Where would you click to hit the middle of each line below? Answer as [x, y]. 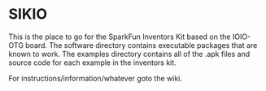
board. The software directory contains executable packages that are [142, 45]
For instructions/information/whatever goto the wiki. [96, 78]
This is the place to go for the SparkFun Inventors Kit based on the [120, 37]
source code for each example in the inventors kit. [92, 63]
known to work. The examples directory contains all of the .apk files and [129, 54]
